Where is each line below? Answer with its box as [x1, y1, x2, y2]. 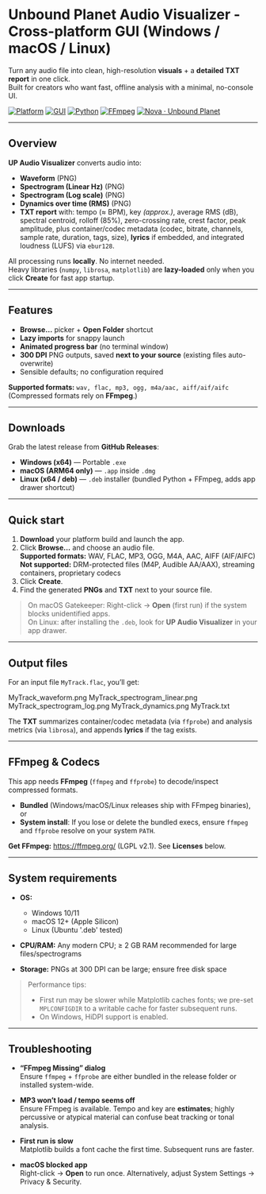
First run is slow [19, 1136, 74, 1146]
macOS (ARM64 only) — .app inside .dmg [19, 466, 156, 476]
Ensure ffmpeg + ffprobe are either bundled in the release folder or [19, 1072, 237, 1081]
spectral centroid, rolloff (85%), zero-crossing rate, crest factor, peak [19, 215, 246, 225]
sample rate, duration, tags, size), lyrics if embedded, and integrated [19, 232, 245, 242]
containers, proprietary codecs [19, 568, 121, 578]
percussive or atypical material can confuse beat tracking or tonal [19, 1112, 235, 1122]
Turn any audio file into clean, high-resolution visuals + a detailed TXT [8, 65, 240, 75]
